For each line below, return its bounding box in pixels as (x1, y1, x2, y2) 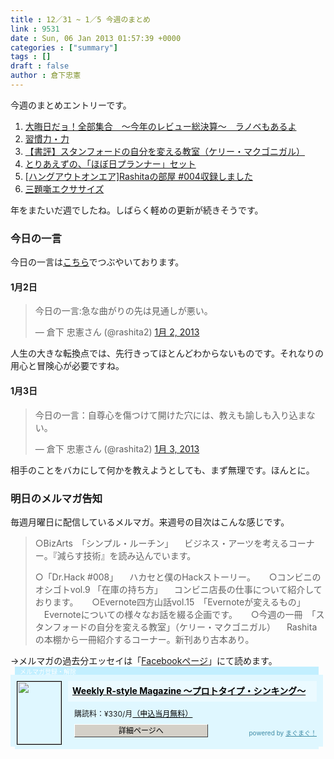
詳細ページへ (118, 725, 164, 736)
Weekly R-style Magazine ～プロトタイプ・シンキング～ (72, 684, 307, 696)
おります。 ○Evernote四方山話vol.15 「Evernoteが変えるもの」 (34, 596, 306, 608)
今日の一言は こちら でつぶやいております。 (10, 256, 185, 268)
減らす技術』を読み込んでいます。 (56, 549, 197, 561)
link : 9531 (10, 24, 60, 34)
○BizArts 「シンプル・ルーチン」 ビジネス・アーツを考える (34, 537, 289, 549)
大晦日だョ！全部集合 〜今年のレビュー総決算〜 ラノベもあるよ (24, 120, 297, 132)
